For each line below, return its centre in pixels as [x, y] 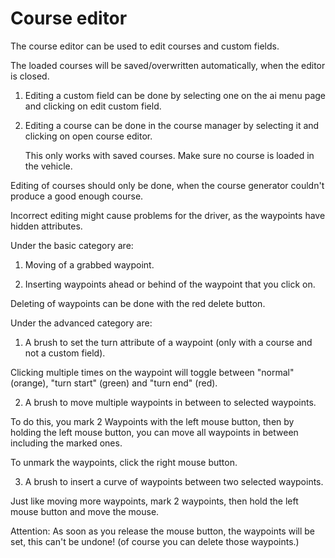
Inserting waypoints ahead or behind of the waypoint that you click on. [170, 284]
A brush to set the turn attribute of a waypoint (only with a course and [168, 342]
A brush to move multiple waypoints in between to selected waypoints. [170, 402]
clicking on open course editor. [88, 136]
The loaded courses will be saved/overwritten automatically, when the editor [168, 65]
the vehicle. [48, 166]
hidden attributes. [46, 226]
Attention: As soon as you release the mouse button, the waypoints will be [162, 531]
